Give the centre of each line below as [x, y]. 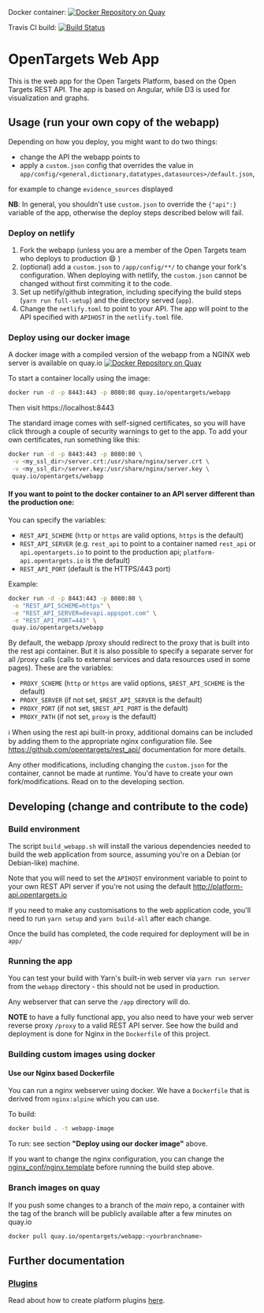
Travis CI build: [32, 27]
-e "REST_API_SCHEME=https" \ [61, 606]
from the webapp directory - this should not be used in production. [114, 987]
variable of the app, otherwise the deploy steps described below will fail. [126, 212]
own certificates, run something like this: [74, 440]
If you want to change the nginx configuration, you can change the [116, 1159]
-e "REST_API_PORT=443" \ [54, 620]
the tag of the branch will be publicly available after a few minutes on [120, 1213]
